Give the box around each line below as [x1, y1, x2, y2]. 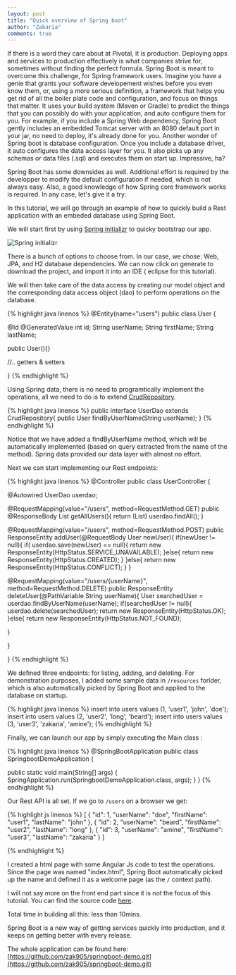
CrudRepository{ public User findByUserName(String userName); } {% [7, 414, 213, 423]
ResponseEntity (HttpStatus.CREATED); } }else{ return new [7, 556, 176, 564]
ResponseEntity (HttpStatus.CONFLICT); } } [7, 563, 132, 571]
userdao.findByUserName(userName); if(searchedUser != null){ [7, 600, 192, 608]
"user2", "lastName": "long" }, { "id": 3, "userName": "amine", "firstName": [7, 826, 223, 834]
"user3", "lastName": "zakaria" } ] [7, 833, 105, 842]
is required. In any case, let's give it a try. [7, 190, 127, 199]
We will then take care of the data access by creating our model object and [7, 281, 225, 290]
